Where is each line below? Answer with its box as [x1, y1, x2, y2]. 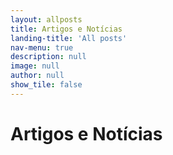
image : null [10, 61, 60, 71]
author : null [10, 71, 65, 81]
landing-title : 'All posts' [10, 33, 128, 43]
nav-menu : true [10, 42, 74, 53]
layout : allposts [10, 14, 83, 25]
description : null [10, 52, 87, 62]
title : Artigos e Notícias [10, 24, 123, 34]
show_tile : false [10, 80, 83, 90]
